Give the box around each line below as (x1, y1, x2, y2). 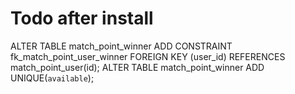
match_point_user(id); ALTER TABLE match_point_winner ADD (10, 61, 265, 73)
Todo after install (10, 7, 154, 30)
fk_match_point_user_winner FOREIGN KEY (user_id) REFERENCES (10, 50, 286, 62)
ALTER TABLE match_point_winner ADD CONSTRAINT (10, 40, 233, 52)
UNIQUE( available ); (10, 72, 95, 84)
